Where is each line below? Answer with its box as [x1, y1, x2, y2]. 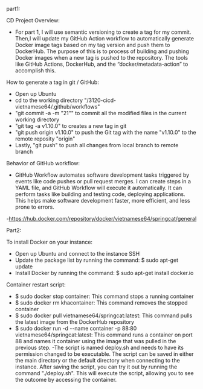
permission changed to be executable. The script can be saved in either [14, 350, 195, 358]
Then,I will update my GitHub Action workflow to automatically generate [14, 35, 195, 42]
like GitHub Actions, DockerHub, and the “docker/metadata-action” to [14, 60, 188, 68]
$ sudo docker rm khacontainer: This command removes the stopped [14, 299, 188, 306]
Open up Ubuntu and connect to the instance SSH [14, 250, 140, 257]
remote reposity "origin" [14, 135, 76, 142]
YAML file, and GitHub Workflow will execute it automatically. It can [14, 184, 182, 191]
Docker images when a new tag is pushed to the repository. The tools [14, 54, 188, 61]
